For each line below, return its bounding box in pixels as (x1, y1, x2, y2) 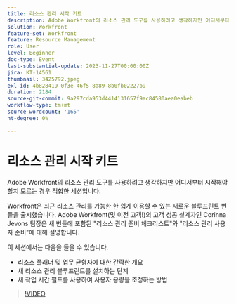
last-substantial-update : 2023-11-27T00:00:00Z (7, 62, 150, 70)
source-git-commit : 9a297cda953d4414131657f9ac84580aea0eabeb (7, 95, 193, 103)
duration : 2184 (7, 88, 52, 95)
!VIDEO (24, 289, 46, 298)
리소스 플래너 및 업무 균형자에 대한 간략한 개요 (17, 258, 143, 266)
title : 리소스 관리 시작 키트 (7, 10, 83, 18)
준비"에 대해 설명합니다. (14, 227, 80, 236)
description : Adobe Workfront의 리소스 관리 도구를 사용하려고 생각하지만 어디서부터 (7, 17, 230, 24)
